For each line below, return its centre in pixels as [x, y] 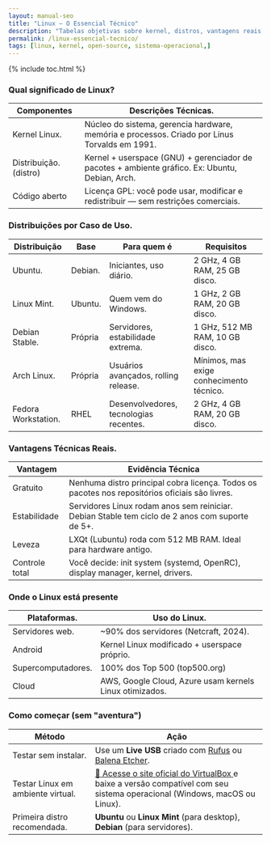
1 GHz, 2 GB [217, 294]
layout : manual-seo [41, 16]
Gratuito [28, 488]
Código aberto [40, 197]
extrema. [125, 347]
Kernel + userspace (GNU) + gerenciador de [168, 158]
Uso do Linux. [179, 618]
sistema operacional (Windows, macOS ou [175, 794]
